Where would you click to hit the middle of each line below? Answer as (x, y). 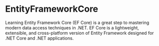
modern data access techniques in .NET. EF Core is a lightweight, (72, 27)
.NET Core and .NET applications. (40, 38)
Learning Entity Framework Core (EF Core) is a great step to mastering (77, 23)
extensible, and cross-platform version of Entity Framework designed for (79, 33)
